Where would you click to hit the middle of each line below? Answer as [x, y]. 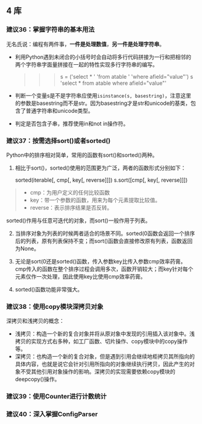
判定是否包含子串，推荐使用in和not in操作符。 [72, 124]
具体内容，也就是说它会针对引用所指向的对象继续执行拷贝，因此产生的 [102, 364]
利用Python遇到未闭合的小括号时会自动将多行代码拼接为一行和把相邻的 [103, 57]
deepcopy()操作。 [37, 379]
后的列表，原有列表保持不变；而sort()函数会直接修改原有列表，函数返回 [104, 240]
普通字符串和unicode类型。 [59, 110]
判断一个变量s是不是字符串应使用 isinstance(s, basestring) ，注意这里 [103, 95]
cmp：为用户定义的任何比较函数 [70, 192]
